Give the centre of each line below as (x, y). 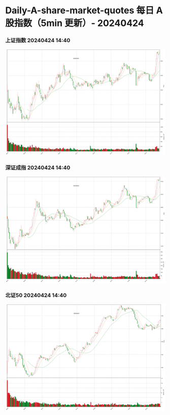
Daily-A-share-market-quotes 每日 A (84, 10)
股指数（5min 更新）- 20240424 (75, 23)
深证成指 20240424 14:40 (38, 168)
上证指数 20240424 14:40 (38, 40)
